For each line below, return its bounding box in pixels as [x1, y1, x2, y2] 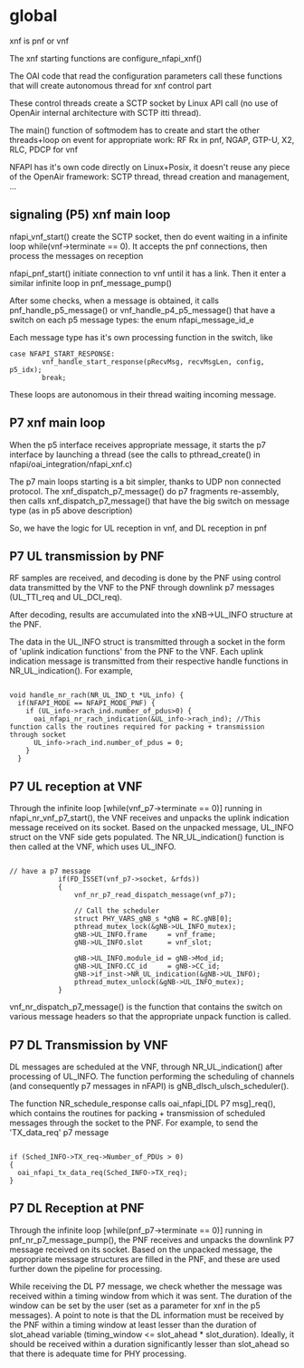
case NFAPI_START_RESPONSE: [9, 349, 116, 359]
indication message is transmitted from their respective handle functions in [9, 655, 289, 666]
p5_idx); [9, 365, 43, 374]
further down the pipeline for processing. [9, 1263, 163, 1274]
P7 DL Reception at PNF [9, 1201, 145, 1216]
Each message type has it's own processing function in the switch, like [9, 331, 273, 342]
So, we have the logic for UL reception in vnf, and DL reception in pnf [9, 522, 267, 533]
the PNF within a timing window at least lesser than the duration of [9, 1319, 257, 1330]
